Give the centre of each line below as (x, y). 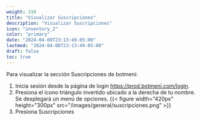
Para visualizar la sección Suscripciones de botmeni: (72, 74)
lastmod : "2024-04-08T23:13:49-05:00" (55, 46)
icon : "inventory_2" (32, 29)
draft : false (23, 51)
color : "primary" (28, 34)
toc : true (19, 57)
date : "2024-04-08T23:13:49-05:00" (51, 40)
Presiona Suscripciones (44, 111)
